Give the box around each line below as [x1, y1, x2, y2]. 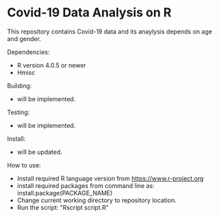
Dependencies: [7, 48, 50, 56]
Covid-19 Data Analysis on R [7, 5, 172, 21]
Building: [7, 81, 32, 90]
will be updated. [16, 148, 63, 156]
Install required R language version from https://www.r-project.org [16, 174, 204, 182]
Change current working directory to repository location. [16, 196, 177, 204]
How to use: [7, 161, 41, 169]
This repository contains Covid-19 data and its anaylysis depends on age [7, 27, 212, 36]
